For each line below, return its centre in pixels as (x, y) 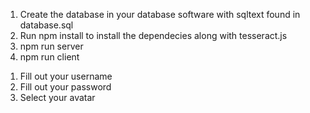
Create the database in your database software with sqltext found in (160, 14)
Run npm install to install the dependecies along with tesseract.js (153, 35)
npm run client (49, 57)
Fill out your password (65, 87)
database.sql (46, 25)
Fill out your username (66, 76)
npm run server (51, 46)
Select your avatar (57, 97)
